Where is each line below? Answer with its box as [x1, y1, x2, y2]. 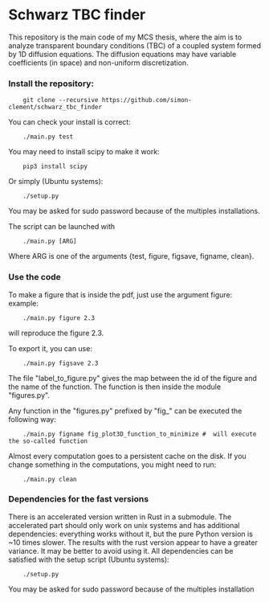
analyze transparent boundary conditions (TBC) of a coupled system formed [8, 40, 262, 50]
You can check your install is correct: [8, 117, 131, 127]
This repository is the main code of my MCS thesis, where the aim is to [8, 32, 243, 42]
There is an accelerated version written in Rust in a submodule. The [8, 512, 232, 522]
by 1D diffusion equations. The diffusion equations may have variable [8, 49, 237, 59]
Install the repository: [8, 78, 95, 89]
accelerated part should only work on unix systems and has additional [8, 520, 240, 530]
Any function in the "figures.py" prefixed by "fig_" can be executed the [8, 406, 243, 416]
